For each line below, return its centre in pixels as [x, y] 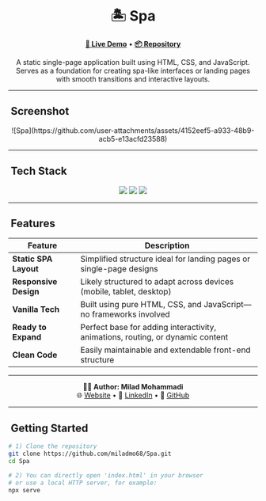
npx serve [25, 490]
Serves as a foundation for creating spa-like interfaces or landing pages [133, 70]
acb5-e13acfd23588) [133, 139]
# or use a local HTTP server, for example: [83, 483]
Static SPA [32, 259]
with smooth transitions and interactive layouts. [133, 79]
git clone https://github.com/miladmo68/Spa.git [90, 454]
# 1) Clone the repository [53, 446]
